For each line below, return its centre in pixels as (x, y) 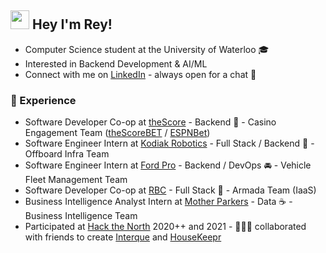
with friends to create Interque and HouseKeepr (123, 237)
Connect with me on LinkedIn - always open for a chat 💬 (140, 74)
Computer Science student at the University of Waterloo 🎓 (147, 49)
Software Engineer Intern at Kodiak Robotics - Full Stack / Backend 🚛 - (169, 143)
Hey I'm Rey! (72, 24)
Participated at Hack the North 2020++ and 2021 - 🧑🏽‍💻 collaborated (165, 227)
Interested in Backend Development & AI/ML (116, 63)
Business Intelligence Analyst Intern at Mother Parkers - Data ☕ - (158, 202)
